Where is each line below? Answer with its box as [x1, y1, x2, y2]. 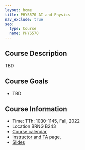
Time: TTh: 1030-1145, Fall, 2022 [12, 118, 80, 124]
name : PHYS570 [9, 31, 39, 36]
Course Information [5, 105, 67, 113]
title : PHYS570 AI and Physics [5, 12, 70, 17]
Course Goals [5, 77, 48, 86]
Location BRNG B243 [12, 123, 56, 129]
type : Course [9, 26, 37, 31]
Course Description [5, 49, 67, 58]
